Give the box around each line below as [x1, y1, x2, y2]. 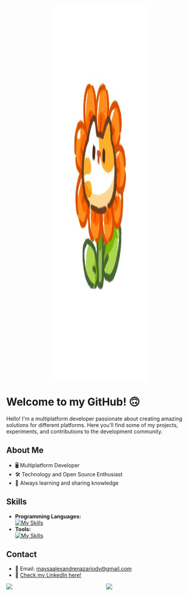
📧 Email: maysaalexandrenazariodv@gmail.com [14, 565, 132, 573]
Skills [6, 497, 27, 507]
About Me [6, 445, 44, 455]
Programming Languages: [14, 512, 81, 520]
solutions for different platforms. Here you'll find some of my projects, [6, 421, 178, 428]
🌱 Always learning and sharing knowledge [14, 479, 119, 487]
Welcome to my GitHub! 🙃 [6, 395, 140, 409]
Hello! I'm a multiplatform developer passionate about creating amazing [6, 415, 183, 422]
